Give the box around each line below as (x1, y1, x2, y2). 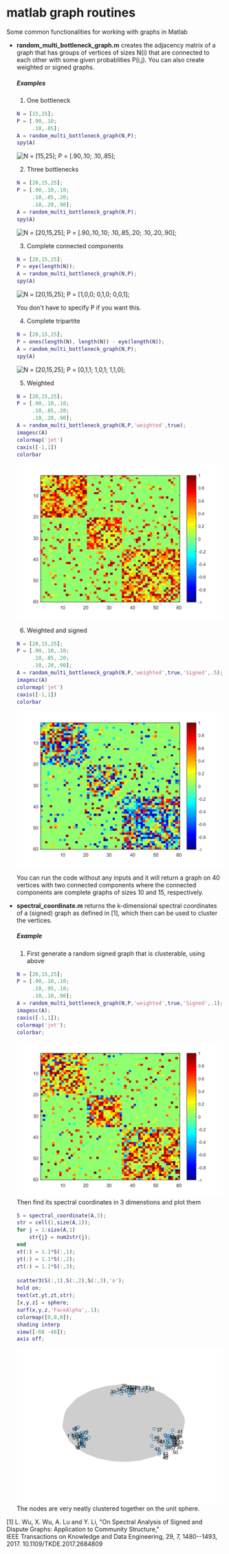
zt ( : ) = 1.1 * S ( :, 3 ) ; (16, 1263, 76, 1270)
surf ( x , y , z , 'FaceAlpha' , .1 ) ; (16, 1306, 100, 1313)
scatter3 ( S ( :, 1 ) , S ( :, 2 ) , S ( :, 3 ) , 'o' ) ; (16, 1278, 125, 1284)
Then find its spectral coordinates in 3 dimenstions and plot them (16, 1198, 201, 1206)
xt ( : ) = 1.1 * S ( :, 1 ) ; (16, 1248, 76, 1255)
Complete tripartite (26, 317, 80, 325)
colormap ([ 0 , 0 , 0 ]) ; (16, 1313, 73, 1321)
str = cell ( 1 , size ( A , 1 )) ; (16, 1219, 91, 1227)
